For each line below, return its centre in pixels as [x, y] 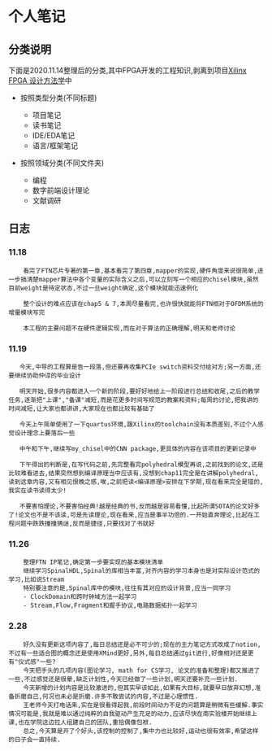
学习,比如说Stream [37, 580]
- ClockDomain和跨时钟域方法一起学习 [80, 597]
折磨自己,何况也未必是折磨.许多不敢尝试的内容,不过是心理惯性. [106, 696]
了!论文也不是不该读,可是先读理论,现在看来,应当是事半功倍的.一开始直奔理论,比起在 [131, 515]
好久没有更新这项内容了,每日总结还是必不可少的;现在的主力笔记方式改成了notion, [142, 644]
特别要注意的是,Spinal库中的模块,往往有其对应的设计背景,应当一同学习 [127, 588]
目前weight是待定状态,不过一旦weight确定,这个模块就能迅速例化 [104, 288]
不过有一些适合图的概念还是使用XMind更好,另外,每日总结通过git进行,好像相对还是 [128, 653]
